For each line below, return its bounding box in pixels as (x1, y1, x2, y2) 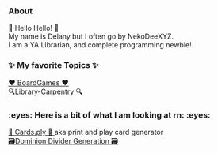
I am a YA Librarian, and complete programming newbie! (8, 40, 192, 50)
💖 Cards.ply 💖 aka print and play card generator (8, 127, 164, 136)
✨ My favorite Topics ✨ (8, 60, 99, 71)
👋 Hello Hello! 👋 (8, 24, 59, 33)
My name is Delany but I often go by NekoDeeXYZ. (8, 32, 174, 41)
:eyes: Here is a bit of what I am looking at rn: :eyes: (8, 109, 211, 120)
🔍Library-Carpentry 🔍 (8, 87, 83, 96)
